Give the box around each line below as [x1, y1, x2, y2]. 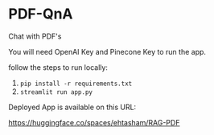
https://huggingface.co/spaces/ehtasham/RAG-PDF [8, 117, 180, 127]
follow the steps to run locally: [8, 62, 109, 72]
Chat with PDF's [8, 31, 62, 41]
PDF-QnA [8, 5, 73, 23]
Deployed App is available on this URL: [8, 102, 137, 112]
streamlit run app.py [19, 88, 93, 96]
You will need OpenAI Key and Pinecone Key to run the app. [8, 47, 207, 56]
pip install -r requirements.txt [19, 80, 133, 88]
